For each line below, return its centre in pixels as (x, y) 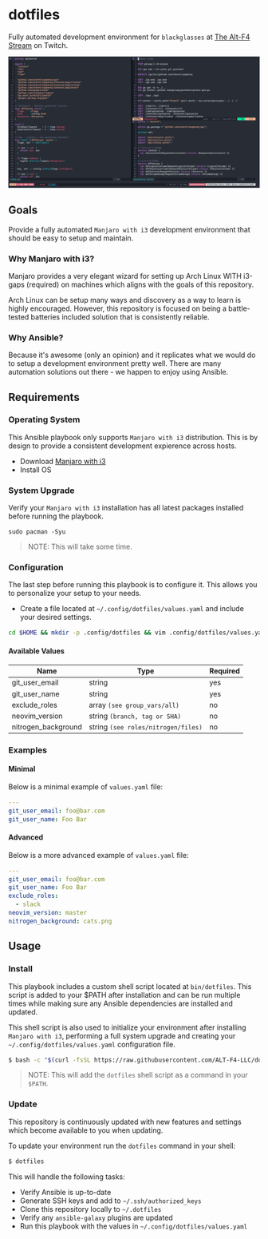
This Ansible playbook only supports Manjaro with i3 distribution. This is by (133, 437)
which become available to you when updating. (86, 1130)
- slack (28, 904)
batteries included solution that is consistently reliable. (120, 316)
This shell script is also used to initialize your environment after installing (127, 1027)
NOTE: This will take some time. (80, 547)
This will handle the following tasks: (67, 1177)
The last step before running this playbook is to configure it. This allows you (133, 585)
